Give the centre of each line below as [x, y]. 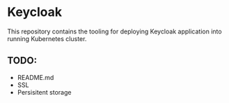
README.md [35, 77]
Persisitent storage [44, 92]
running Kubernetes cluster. [47, 38]
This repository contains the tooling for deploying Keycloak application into [114, 31]
